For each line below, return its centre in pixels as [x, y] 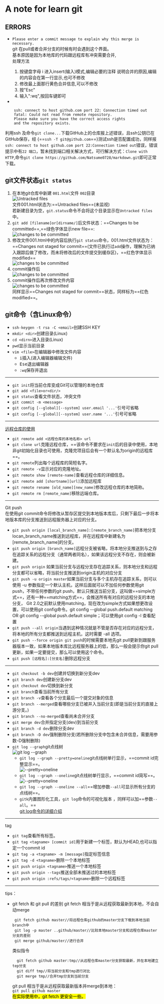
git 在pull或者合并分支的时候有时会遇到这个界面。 [61, 49]
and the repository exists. [42, 123]
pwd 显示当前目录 [28, 345]
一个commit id [31, 848]
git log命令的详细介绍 [41, 811]
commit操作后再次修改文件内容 [43, 280]
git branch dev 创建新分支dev [42, 679]
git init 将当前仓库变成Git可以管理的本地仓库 [58, 385]
